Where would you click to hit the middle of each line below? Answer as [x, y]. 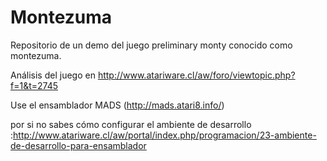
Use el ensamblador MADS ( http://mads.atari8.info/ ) [117, 105]
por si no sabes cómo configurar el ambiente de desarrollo [131, 124]
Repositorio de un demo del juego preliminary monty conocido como [151, 45]
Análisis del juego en [53, 75]
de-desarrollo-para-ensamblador [78, 145]
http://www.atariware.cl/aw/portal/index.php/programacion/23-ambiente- [165, 135]
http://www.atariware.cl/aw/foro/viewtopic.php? [196, 75]
